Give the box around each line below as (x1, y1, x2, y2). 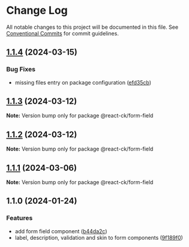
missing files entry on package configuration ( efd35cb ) (14, 79, 152, 86)
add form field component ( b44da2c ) (14, 227, 107, 234)
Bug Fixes (6, 65, 36, 74)
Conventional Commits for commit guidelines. (6, 29, 119, 37)
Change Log (6, 4, 68, 17)
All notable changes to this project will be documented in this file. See (6, 23, 179, 31)
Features (6, 214, 33, 222)
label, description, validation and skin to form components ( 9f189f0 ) (14, 234, 183, 241)
